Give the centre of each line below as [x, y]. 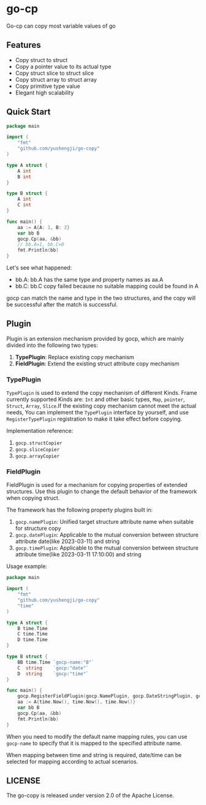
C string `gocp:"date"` [53, 668]
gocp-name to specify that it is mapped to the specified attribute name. [94, 743]
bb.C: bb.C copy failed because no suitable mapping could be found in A [107, 286]
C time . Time [32, 634]
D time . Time [32, 640]
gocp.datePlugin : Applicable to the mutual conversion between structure [107, 535]
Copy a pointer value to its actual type [63, 66]
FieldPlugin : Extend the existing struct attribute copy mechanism [97, 364]
